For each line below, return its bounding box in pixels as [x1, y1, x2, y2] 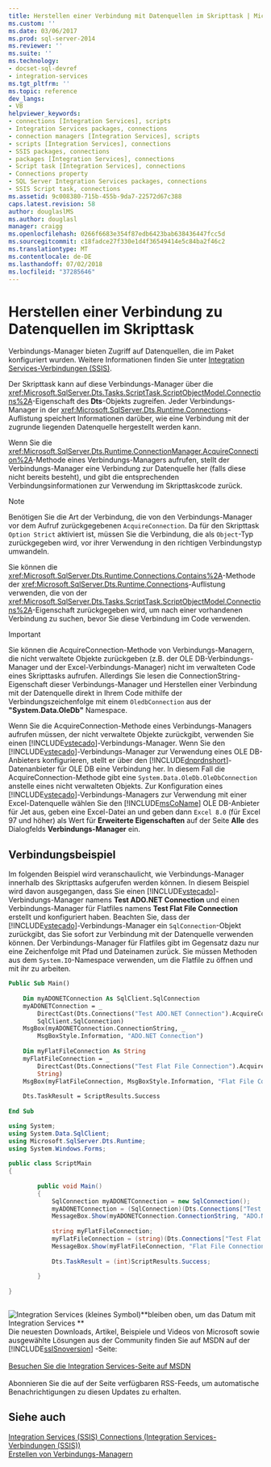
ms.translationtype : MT [8, 245, 89, 253]
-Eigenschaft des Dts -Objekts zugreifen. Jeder [31, 396, 188, 406]
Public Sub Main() [8, 980, 70, 988]
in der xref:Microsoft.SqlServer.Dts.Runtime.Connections [40, 405, 228, 415]
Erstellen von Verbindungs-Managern [8, 1449, 133, 1459]
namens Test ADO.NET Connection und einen [85, 895, 240, 905]
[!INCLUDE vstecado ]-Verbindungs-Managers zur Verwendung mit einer [8, 790, 248, 799]
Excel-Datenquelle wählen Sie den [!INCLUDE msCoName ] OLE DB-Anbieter [8, 799, 260, 808]
